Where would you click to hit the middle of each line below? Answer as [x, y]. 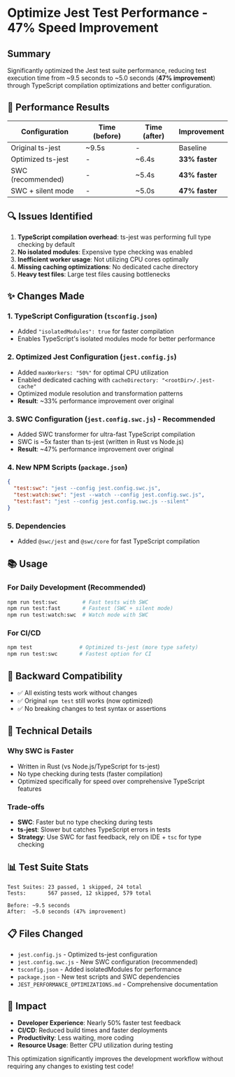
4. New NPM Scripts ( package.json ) [67, 467]
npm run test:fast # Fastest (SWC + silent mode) [90, 609]
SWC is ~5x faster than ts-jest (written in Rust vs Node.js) [100, 441]
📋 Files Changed [45, 934]
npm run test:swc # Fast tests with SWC [78, 602]
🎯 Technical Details [50, 731]
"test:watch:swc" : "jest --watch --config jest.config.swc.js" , [109, 495]
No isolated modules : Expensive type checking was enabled [105, 252]
